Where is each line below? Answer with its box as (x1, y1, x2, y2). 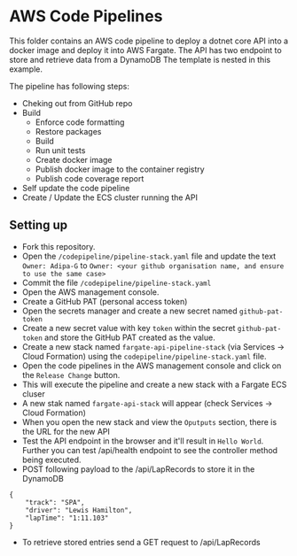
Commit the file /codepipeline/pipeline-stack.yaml (21, 277, 212, 288)
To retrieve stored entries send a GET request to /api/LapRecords (21, 537, 261, 547)
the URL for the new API (21, 426, 111, 436)
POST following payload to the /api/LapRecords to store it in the (21, 463, 255, 475)
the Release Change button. (21, 369, 121, 380)
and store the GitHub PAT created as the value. (43, 332, 215, 343)
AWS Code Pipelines (9, 6, 163, 27)
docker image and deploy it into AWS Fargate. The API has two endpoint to (9, 44, 282, 55)
